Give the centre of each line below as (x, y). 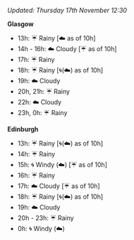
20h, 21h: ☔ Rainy (44, 91)
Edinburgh (23, 129)
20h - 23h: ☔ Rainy (45, 218)
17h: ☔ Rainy (36, 59)
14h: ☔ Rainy (36, 154)
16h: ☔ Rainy (36, 175)
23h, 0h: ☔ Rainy (42, 113)
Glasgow (20, 24)
